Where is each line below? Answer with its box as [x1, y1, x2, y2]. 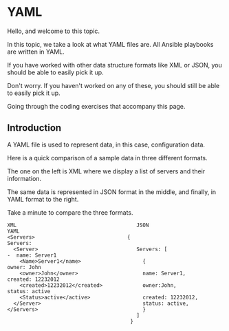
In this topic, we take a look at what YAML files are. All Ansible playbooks [7, 40, 214, 48]
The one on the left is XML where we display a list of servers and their [7, 167, 206, 175]
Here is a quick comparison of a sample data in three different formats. [7, 153, 208, 162]
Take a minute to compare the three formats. [7, 208, 133, 217]
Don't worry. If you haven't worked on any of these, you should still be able [7, 81, 220, 89]
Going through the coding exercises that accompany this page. [7, 102, 186, 110]
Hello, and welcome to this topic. [7, 27, 100, 35]
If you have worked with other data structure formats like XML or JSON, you [7, 61, 222, 69]
